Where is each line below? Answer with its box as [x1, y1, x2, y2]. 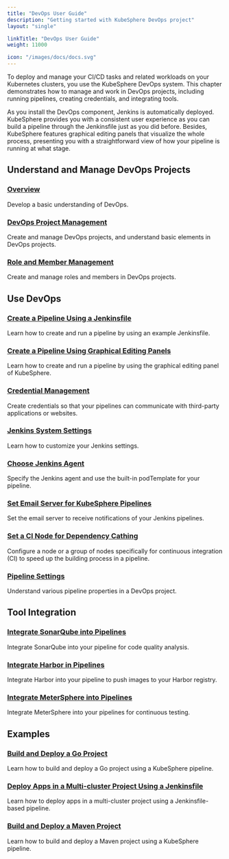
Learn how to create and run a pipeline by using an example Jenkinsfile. [7, 328, 210, 337]
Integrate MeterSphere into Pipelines [7, 692, 132, 702]
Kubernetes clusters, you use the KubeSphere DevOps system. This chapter [7, 80, 222, 88]
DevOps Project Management [7, 217, 108, 227]
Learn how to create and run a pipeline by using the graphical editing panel [7, 361, 219, 370]
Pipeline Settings [7, 571, 65, 581]
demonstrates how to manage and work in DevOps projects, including [7, 87, 204, 95]
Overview [7, 184, 40, 194]
